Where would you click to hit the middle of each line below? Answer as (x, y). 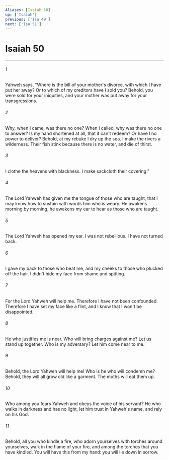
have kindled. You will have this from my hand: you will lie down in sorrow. (82, 452)
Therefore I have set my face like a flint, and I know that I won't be (74, 306)
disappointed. (19, 312)
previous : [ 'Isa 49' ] (28, 19)
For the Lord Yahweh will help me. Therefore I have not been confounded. (81, 301)
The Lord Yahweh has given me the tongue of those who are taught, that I (81, 198)
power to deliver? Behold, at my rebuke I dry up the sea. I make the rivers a (83, 138)
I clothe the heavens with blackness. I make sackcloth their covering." (77, 171)
